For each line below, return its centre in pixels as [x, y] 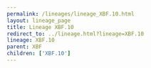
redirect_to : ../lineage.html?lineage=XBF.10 [75, 34]
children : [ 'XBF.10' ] [39, 54]
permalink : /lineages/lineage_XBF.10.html [71, 14]
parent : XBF [24, 47]
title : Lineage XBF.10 [40, 27]
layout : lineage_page [39, 21]
